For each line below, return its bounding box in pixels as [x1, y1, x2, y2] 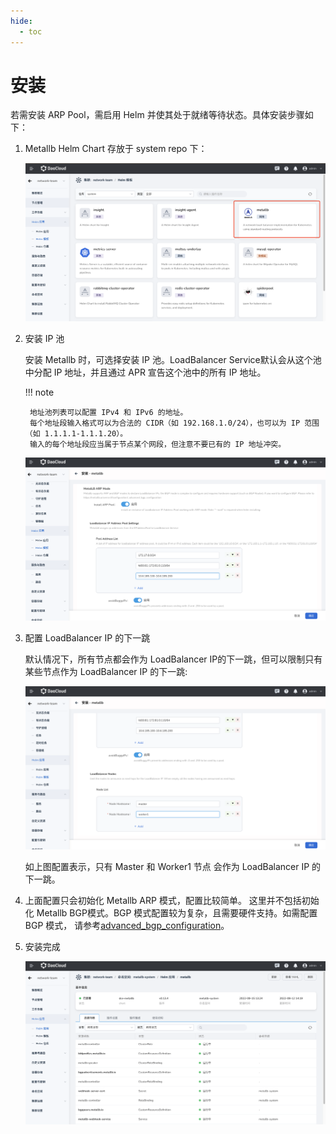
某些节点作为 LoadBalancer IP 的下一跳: [24, 666, 188, 678]
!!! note [24, 386, 55, 399]
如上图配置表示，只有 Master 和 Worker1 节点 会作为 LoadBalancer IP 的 [24, 861, 322, 873]
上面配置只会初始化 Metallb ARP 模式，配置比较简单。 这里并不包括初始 [24, 895, 320, 907]
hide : [10, 16, 33, 26]
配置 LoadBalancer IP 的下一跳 [24, 632, 151, 644]
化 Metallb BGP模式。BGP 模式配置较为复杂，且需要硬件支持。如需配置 [24, 907, 318, 919]
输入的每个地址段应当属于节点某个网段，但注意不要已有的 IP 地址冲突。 [29, 440, 287, 450]
